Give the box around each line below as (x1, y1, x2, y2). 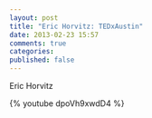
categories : (9, 47, 54, 56)
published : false (9, 55, 75, 64)
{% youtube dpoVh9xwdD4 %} (9, 98, 125, 109)
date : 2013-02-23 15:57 (9, 30, 100, 39)
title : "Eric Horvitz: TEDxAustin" (9, 22, 144, 31)
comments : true (9, 38, 67, 48)
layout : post (9, 13, 59, 23)
